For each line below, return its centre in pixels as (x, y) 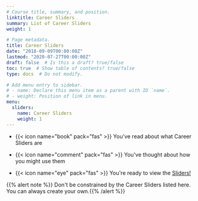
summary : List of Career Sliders (49, 23)
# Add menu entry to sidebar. (45, 85)
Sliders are (29, 143)
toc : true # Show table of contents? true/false (71, 68)
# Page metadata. (28, 40)
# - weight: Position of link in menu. (57, 96)
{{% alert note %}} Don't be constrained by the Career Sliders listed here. (98, 185)
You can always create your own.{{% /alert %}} (66, 191)
